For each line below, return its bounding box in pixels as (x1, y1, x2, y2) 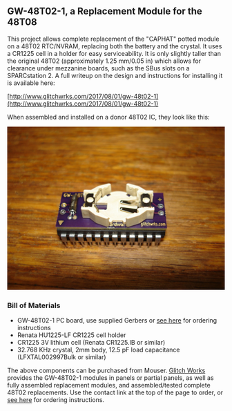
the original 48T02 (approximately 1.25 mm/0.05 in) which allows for (7, 57, 202, 65)
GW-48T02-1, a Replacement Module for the (7, 6, 202, 17)
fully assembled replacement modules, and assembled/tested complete (7, 381, 211, 390)
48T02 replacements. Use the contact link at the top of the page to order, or (7, 388, 223, 396)
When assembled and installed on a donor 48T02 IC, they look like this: (7, 113, 210, 121)
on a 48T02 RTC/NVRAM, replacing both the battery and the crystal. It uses (7, 41, 222, 50)
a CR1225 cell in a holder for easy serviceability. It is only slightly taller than (7, 49, 222, 57)
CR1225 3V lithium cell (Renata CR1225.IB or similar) (17, 338, 166, 347)
